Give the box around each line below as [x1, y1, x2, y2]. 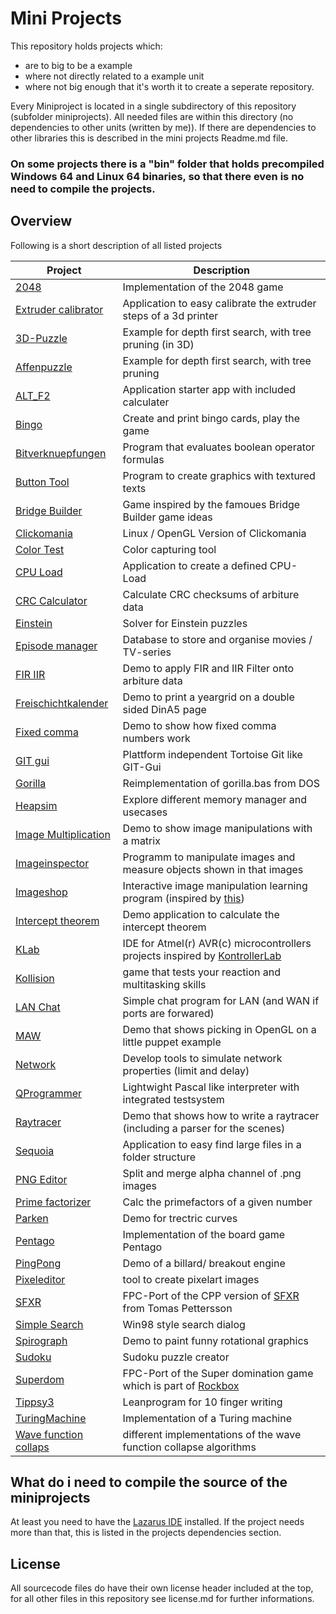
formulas [122, 452, 165, 466]
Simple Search [15, 1317, 84, 1331]
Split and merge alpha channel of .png [122, 1166, 302, 1180]
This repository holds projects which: [10, 40, 163, 52]
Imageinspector [15, 856, 90, 870]
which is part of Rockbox [122, 1378, 240, 1392]
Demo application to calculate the [122, 907, 280, 921]
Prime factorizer [15, 1195, 92, 1209]
